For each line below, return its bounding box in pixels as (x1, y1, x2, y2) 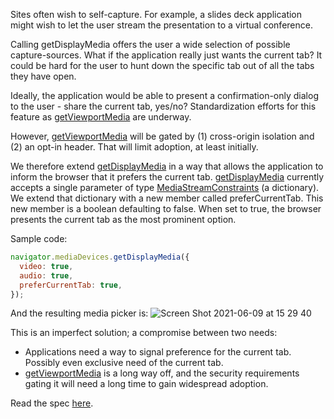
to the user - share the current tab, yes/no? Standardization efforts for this (10, 100, 317, 112)
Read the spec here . (10, 397, 94, 409)
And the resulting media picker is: (10, 307, 149, 319)
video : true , (19, 261, 74, 271)
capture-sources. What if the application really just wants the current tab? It (10, 49, 323, 61)
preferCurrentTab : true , (19, 280, 123, 290)
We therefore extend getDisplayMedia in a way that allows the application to (10, 160, 324, 172)
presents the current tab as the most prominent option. (10, 214, 237, 225)
